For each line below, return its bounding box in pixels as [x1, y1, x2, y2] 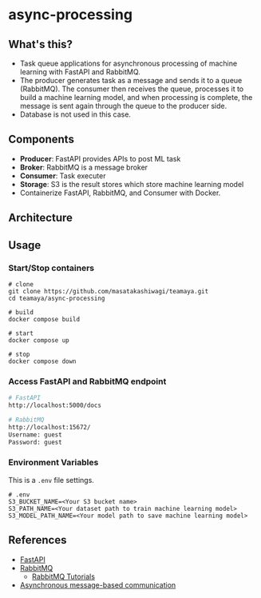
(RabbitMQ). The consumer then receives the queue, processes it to [19, 84, 244, 94]
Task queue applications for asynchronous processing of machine [19, 58, 238, 68]
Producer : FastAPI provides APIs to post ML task [19, 153, 181, 163]
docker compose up [8, 336, 69, 345]
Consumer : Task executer [19, 170, 106, 181]
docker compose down [8, 357, 77, 365]
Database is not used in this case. [19, 110, 132, 119]
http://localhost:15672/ [8, 423, 91, 431]
